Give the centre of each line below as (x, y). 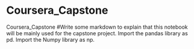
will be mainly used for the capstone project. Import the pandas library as (97, 33)
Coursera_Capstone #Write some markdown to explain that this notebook (97, 27)
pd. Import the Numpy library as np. (51, 39)
